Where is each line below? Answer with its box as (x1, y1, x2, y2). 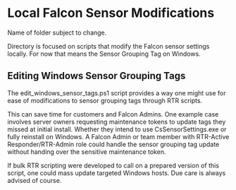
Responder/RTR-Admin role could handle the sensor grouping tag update (7, 140, 220, 148)
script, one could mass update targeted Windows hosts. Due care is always (7, 168, 226, 177)
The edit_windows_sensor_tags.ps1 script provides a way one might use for (7, 88, 226, 97)
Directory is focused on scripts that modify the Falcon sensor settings (7, 42, 210, 50)
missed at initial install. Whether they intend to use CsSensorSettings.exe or (7, 125, 227, 133)
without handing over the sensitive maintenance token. (7, 147, 166, 156)
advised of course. (7, 176, 62, 184)
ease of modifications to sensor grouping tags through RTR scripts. (7, 96, 203, 105)
